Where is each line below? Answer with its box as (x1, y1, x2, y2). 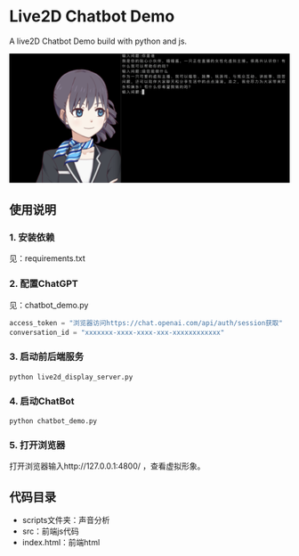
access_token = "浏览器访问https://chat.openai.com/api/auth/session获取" (9, 318, 283, 327)
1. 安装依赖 (9, 232, 55, 244)
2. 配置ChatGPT (9, 278, 78, 290)
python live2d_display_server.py (9, 372, 133, 381)
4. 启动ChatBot (9, 395, 75, 407)
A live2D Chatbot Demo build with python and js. (9, 36, 188, 46)
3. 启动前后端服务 (9, 350, 85, 363)
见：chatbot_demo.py (9, 299, 89, 310)
